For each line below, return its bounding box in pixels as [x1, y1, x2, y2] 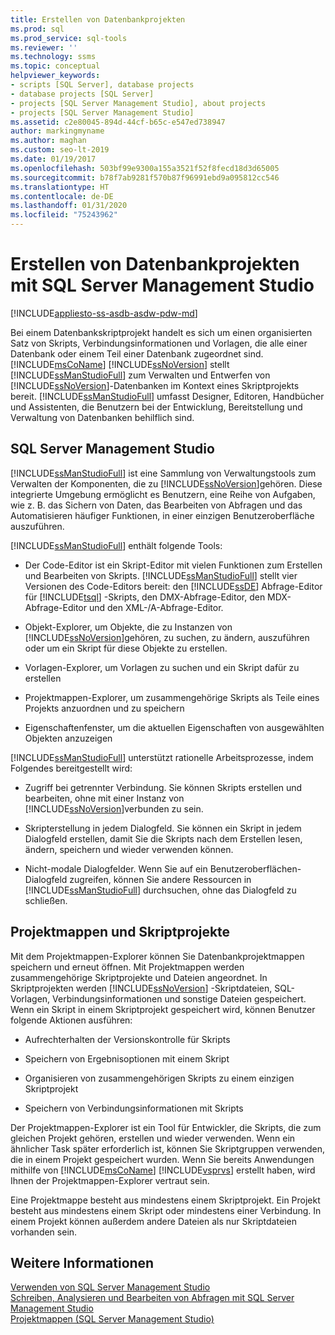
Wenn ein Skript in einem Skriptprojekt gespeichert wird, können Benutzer [10, 1003, 316, 1015]
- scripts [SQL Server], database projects [10, 80, 195, 90]
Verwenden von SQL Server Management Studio [10, 1281, 211, 1293]
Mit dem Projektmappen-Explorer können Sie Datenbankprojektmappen [10, 950, 305, 962]
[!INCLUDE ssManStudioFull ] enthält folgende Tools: [10, 539, 223, 551]
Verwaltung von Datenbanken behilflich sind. [10, 411, 195, 423]
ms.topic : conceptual [10, 61, 101, 71]
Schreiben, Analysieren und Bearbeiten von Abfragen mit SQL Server [10, 1292, 295, 1304]
